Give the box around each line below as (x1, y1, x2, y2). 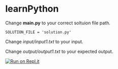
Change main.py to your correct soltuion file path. (5, 20, 110, 26)
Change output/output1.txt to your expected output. (5, 48, 113, 54)
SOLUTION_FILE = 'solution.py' (5, 29, 72, 34)
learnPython (5, 3, 59, 15)
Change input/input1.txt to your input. (5, 39, 83, 45)
